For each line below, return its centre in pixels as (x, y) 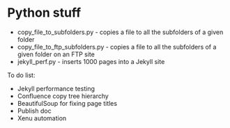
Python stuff (44, 13)
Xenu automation (42, 118)
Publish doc (34, 111)
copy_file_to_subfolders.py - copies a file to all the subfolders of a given (120, 32)
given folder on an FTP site (56, 54)
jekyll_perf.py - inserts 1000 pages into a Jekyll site (91, 61)
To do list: (21, 75)
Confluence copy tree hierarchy (63, 96)
